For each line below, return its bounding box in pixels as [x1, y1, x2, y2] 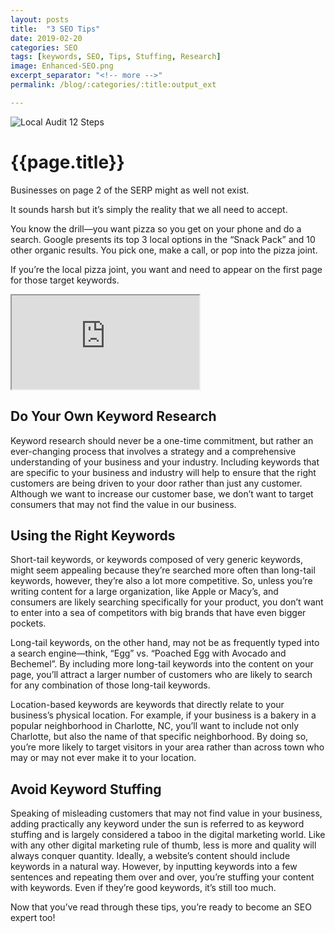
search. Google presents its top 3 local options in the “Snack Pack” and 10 [10, 233, 316, 245]
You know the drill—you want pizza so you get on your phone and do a [10, 222, 302, 235]
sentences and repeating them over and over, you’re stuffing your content [10, 871, 315, 883]
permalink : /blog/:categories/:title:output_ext [10, 80, 217, 90]
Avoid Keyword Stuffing [10, 781, 162, 798]
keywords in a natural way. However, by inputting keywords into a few [10, 861, 298, 873]
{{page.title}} [10, 151, 125, 173]
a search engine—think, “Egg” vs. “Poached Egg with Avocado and [10, 647, 287, 660]
